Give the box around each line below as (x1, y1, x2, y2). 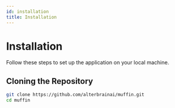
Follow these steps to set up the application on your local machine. (6, 59, 170, 66)
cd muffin (6, 97, 31, 103)
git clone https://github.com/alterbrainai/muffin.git (6, 92, 145, 98)
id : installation (6, 8, 49, 15)
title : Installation (6, 14, 58, 20)
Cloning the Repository (6, 76, 93, 86)
